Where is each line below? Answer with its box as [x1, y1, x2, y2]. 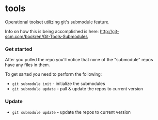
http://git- [100, 28, 120, 34]
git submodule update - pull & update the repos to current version [12, 86, 143, 92]
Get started [5, 46, 32, 52]
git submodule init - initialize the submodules [12, 81, 105, 86]
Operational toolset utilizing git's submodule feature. [5, 19, 110, 25]
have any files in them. [5, 62, 50, 68]
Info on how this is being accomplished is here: [5, 28, 99, 34]
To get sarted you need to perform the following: [5, 71, 102, 77]
